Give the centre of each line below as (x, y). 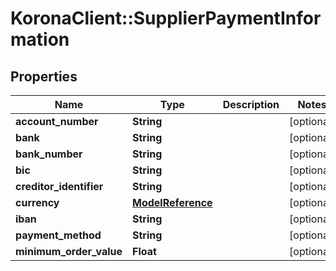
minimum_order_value (69, 251)
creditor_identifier (59, 186)
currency (37, 202)
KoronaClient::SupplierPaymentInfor (166, 18)
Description (251, 104)
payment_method (58, 235)
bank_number (49, 154)
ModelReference (172, 202)
